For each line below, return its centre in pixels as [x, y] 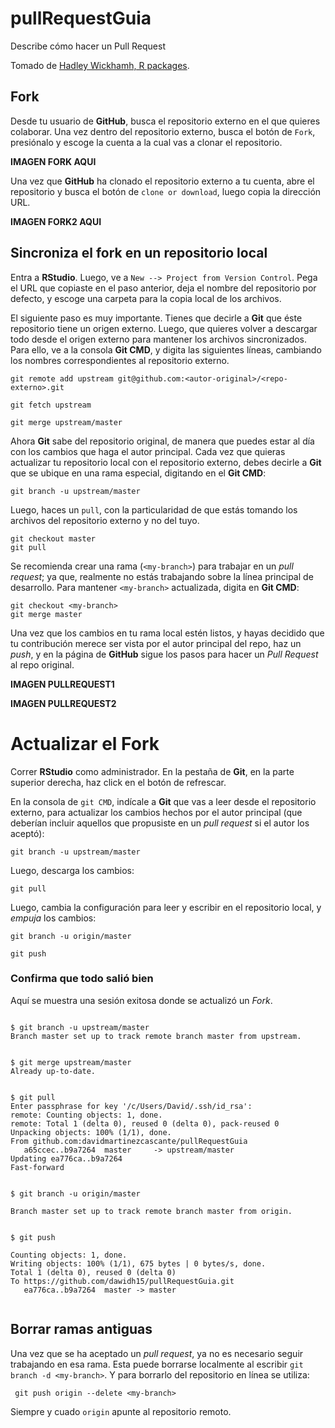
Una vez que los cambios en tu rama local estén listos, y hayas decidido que [167, 633]
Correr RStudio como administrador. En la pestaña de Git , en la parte [152, 771]
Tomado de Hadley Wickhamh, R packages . [100, 65]
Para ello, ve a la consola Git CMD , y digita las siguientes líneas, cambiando [166, 349]
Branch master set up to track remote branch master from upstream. [156, 1036]
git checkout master [53, 538]
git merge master [46, 614]
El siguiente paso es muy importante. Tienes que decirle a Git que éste [156, 318]
